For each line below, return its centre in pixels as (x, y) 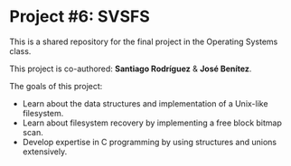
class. (20, 51)
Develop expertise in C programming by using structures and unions (150, 142)
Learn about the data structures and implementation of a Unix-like (145, 103)
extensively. (45, 152)
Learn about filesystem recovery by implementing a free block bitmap (152, 123)
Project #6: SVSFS (80, 17)
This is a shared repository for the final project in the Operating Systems (144, 41)
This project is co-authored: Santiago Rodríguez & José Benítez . (131, 69)
